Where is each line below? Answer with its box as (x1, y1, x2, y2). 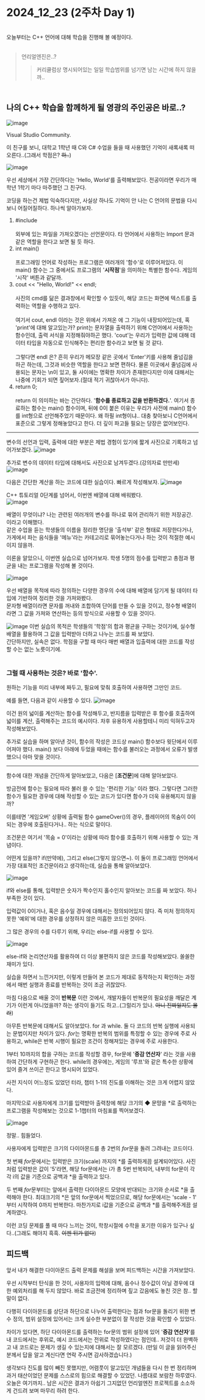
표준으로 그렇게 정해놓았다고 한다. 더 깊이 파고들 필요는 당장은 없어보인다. (15, 419, 190, 427)
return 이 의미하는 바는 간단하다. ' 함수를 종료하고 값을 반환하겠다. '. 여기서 (15, 396, 189, 404)
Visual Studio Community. (6, 131, 71, 138)
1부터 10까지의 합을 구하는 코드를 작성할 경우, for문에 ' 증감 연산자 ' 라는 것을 (6, 1051, 185, 1058)
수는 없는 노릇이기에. (12, 645, 62, 653)
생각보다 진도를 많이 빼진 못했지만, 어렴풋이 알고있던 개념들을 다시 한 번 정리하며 (6, 1364, 197, 1371)
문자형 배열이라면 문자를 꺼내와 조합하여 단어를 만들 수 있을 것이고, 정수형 (6, 602, 181, 609)
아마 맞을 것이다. (22, 753, 62, 761)
